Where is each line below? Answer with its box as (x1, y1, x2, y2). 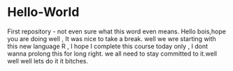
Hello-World (7, 4, 80, 20)
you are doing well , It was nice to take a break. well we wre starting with (7, 34, 217, 42)
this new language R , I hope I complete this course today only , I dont (7, 42, 209, 50)
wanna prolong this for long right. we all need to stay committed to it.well (7, 49, 218, 58)
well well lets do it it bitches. (7, 56, 89, 65)
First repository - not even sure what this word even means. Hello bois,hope (7, 27, 226, 35)
